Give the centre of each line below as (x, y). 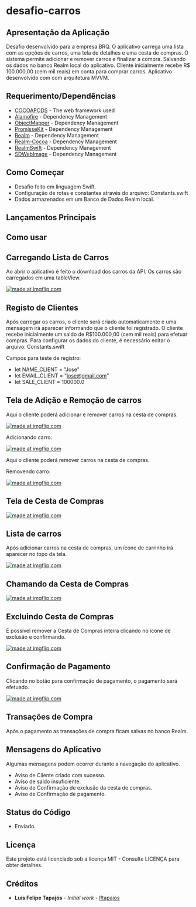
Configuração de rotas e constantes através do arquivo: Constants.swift (101, 193)
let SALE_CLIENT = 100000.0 (49, 382)
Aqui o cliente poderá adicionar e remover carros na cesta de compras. (92, 414)
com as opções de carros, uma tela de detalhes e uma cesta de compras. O (97, 53)
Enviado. (25, 827)
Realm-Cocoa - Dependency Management (66, 141)
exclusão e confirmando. (36, 637)
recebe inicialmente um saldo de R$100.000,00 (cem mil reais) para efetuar (97, 334)
